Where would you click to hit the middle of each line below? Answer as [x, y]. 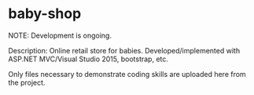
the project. [27, 82]
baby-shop [45, 14]
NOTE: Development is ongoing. [60, 35]
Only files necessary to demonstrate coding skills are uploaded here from [127, 74]
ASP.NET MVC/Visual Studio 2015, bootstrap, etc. [88, 59]
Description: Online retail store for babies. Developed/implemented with [124, 50]
